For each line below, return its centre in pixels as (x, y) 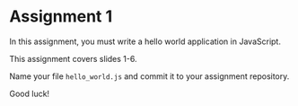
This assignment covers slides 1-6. (73, 58)
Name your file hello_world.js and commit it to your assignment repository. (149, 76)
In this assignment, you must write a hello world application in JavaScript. (145, 41)
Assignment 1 (61, 17)
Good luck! (30, 93)
